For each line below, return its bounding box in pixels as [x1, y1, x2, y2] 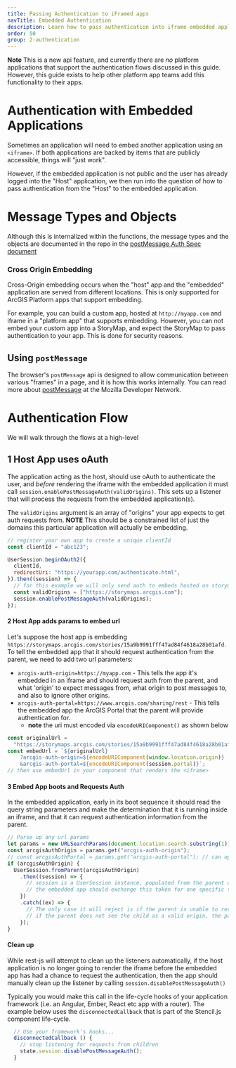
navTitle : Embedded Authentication [7, 17, 112, 24]
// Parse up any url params [7, 834, 90, 841]
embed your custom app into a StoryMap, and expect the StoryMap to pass [7, 324, 226, 332]
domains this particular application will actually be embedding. [7, 523, 188, 531]
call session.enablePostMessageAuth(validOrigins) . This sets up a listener [7, 487, 221, 495]
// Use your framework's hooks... [13, 1028, 114, 1035]
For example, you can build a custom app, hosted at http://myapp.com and [7, 309, 222, 318]
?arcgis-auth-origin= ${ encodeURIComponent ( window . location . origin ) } [20, 754, 225, 761]
